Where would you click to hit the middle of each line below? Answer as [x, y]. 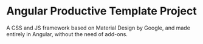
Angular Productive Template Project [101, 11]
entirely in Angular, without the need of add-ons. [67, 34]
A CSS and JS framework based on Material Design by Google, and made [98, 28]
